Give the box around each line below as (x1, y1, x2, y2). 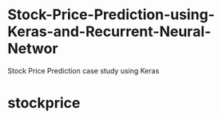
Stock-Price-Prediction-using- (7, 6, 215, 24)
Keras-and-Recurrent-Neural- (7, 22, 212, 41)
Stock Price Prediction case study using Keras (7, 65, 160, 75)
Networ (7, 40, 58, 58)
